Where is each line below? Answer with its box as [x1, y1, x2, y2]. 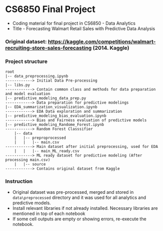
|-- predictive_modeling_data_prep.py [5, 96, 86, 101]
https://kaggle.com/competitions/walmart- [48, 38, 156, 45]
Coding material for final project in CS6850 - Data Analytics [12, 20, 136, 26]
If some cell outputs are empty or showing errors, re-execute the [12, 216, 146, 222]
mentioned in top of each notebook [12, 210, 85, 217]
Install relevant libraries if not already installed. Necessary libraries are [12, 205, 158, 211]
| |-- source [14, 162, 46, 167]
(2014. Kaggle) [92, 44, 129, 51]
